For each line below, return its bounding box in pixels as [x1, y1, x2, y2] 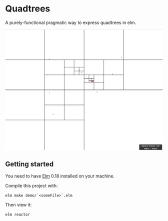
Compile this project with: [5, 183, 58, 189]
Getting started [5, 159, 54, 168]
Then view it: [5, 202, 32, 208]
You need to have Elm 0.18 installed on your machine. [5, 173, 115, 179]
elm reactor [5, 212, 30, 217]
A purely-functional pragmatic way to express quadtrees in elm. [5, 19, 136, 25]
